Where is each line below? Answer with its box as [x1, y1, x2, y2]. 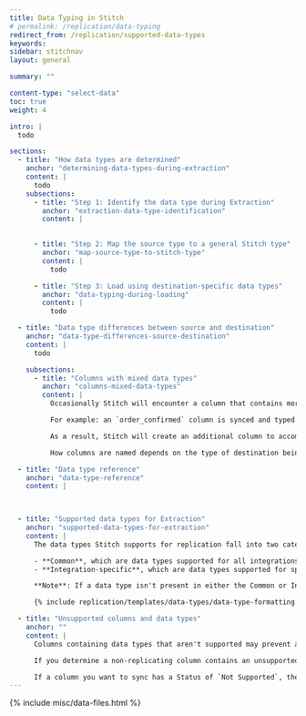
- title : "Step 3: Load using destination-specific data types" [33, 281, 283, 291]
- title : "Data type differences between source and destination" [17, 323, 275, 332]
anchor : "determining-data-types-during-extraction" [25, 164, 230, 173]
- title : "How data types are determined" [17, 156, 181, 165]
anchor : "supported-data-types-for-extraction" [25, 523, 209, 532]
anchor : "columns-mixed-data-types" [42, 382, 181, 392]
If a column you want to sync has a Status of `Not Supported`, [33, 672, 283, 681]
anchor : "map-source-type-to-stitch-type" [42, 248, 206, 257]
